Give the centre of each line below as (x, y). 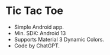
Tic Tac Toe (34, 11)
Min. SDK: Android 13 (40, 33)
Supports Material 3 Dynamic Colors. (59, 39)
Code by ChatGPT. (37, 46)
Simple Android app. (39, 27)
